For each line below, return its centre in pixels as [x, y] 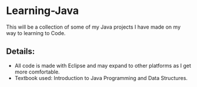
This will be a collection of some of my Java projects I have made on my [94, 27]
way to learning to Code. [36, 33]
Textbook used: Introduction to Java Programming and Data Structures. [101, 78]
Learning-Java [43, 11]
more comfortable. [37, 72]
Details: [21, 52]
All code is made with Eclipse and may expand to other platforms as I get [103, 65]
